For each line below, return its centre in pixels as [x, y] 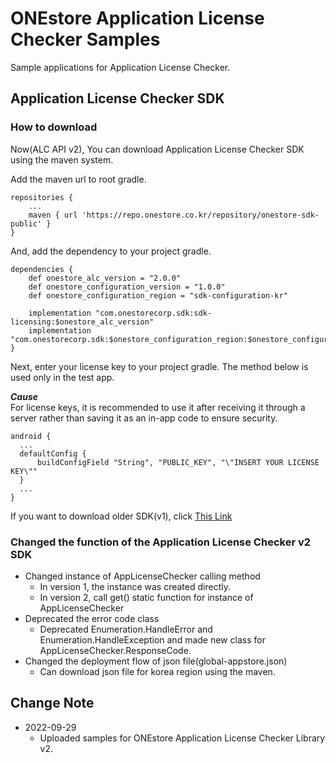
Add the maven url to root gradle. [78, 179]
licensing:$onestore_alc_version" [82, 322]
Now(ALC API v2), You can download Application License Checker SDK [157, 149]
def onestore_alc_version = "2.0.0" [105, 278]
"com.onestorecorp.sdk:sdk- [154, 313]
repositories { [42, 197]
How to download [54, 127]
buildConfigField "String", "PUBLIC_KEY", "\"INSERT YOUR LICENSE [178, 462]
